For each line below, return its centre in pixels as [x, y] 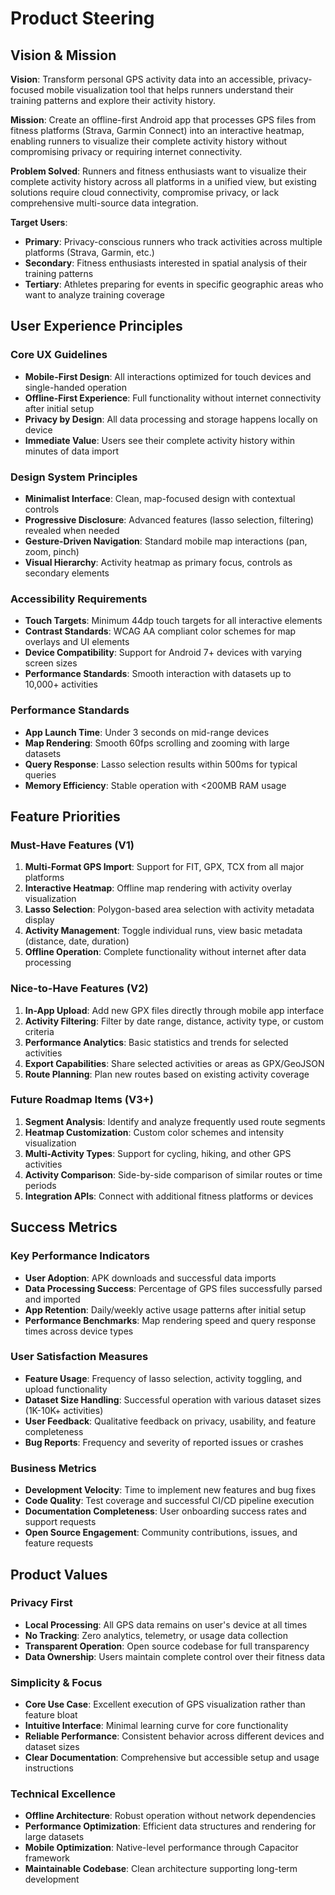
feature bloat [51, 1715]
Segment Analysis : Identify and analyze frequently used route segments [175, 1121]
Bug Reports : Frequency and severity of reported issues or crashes [164, 1442]
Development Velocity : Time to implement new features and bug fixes [170, 1490]
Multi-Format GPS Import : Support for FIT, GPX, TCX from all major [164, 867]
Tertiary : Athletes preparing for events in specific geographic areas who [174, 284]
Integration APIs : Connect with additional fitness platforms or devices [169, 1196]
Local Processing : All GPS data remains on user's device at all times [166, 1624]
